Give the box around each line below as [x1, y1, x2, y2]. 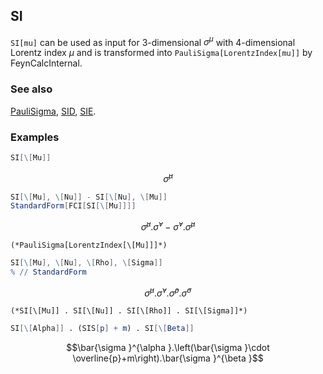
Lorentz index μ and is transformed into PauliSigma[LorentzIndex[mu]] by [10, 47, 313, 59]
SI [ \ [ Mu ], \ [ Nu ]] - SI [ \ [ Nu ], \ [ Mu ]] [10, 192, 168, 202]
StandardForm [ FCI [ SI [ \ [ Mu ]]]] [10, 201, 137, 211]
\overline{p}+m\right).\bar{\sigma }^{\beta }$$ [72, 352, 264, 364]
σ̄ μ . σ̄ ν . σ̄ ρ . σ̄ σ [144, 285, 192, 299]
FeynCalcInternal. [10, 57, 83, 69]
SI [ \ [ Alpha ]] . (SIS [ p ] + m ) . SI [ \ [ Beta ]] [10, 324, 195, 334]
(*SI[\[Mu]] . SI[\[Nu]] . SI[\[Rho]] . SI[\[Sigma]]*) [10, 306, 248, 316]
